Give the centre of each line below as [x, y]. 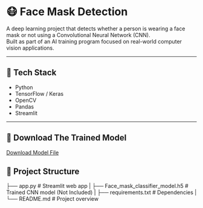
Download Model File [33, 152]
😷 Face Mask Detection [67, 12]
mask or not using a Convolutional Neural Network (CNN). [78, 35]
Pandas [24, 106]
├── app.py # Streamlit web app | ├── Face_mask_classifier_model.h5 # [97, 186]
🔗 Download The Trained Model [66, 138]
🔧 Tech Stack [31, 72]
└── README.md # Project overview [52, 199]
